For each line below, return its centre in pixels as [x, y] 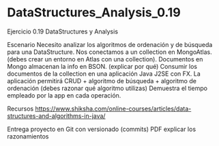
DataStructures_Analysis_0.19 [94, 13]
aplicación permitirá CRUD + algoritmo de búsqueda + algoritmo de [102, 81]
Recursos [20, 108]
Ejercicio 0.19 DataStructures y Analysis [62, 31]
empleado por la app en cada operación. [64, 95]
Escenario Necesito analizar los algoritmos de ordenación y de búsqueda [110, 44]
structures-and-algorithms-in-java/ [56, 116]
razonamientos [28, 136]
